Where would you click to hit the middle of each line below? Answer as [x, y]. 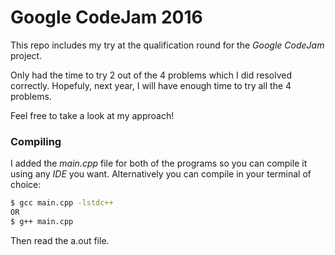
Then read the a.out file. [60, 240]
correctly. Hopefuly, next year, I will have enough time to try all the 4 [151, 85]
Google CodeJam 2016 [106, 17]
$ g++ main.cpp [42, 221]
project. [26, 55]
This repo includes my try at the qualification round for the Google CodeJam [167, 45]
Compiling [36, 141]
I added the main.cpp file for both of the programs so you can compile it [159, 163]
